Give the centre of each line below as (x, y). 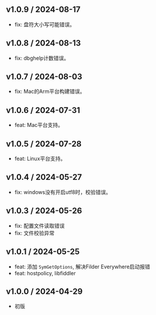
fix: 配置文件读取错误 (39, 226)
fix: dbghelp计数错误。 (42, 58)
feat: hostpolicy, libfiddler (45, 273)
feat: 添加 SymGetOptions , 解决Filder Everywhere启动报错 (82, 266)
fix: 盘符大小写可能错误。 (44, 24)
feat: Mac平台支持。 (39, 125)
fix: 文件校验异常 (34, 233)
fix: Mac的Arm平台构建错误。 (50, 91)
